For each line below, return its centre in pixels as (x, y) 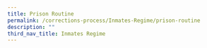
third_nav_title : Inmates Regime (57, 34)
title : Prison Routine (41, 14)
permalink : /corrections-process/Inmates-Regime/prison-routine (104, 20)
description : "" (31, 27)
